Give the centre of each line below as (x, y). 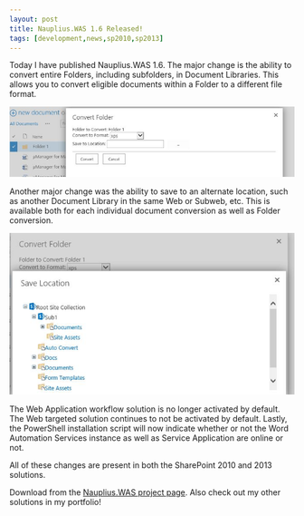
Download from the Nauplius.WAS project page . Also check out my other (145, 492)
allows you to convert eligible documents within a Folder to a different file (146, 84)
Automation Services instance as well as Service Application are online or (146, 438)
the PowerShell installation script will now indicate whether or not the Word (149, 428)
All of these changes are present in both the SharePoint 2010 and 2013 (141, 465)
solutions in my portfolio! (55, 501)
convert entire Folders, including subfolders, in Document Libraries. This (144, 75)
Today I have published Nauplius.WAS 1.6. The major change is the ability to (151, 65)
